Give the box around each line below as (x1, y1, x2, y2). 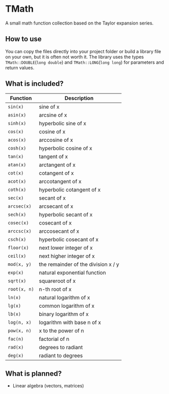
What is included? (5, 80, 64, 88)
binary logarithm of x (39, 310, 89, 317)
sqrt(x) (8, 278, 26, 284)
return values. (5, 64, 35, 70)
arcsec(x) (8, 203, 32, 209)
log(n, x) (8, 319, 32, 325)
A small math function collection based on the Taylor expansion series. (5, 20, 154, 26)
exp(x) (8, 269, 24, 276)
